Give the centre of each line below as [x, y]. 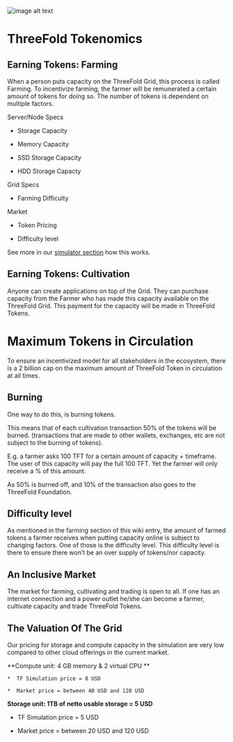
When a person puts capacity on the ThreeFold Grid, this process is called [114, 81]
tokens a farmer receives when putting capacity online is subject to [104, 538]
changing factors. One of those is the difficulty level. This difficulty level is [113, 545]
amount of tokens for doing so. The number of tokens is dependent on [108, 96]
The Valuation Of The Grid [65, 628]
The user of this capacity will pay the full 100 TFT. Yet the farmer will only [112, 463]
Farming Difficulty [43, 198]
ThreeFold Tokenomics [75, 39]
